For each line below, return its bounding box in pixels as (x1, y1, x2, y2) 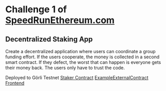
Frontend (5, 80, 25, 86)
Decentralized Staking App (5, 35, 93, 43)
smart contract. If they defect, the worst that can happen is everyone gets (5, 59, 161, 65)
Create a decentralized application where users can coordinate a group (5, 49, 156, 54)
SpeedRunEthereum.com (5, 14, 115, 26)
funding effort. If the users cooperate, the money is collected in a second (5, 54, 160, 60)
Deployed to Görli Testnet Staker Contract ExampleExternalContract (5, 75, 149, 80)
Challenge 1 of (5, 4, 67, 15)
